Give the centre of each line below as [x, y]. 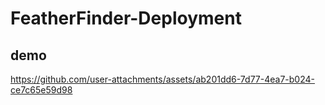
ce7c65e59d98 [41, 90]
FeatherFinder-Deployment [126, 18]
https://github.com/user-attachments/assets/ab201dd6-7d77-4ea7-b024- [162, 79]
